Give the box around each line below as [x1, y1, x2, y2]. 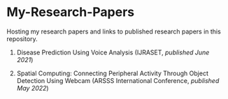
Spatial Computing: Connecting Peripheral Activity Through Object [16, 69, 209, 77]
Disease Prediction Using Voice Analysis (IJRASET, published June [16, 48, 210, 56]
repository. [6, 34, 38, 43]
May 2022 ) [16, 84, 50, 92]
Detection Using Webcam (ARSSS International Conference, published [16, 76, 220, 84]
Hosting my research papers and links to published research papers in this [6, 27, 221, 36]
